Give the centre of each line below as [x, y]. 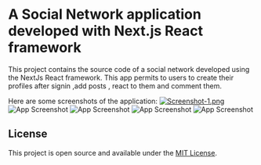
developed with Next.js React [106, 31]
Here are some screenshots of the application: [83, 101]
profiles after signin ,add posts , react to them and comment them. [115, 86]
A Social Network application [105, 14]
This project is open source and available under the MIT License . [113, 152]
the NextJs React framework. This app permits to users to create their [121, 77]
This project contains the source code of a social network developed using [129, 69]
